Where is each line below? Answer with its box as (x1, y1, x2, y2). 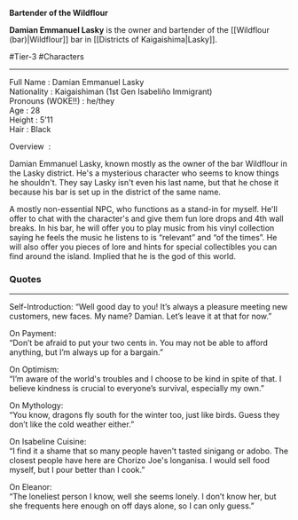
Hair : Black (9, 124, 51, 134)
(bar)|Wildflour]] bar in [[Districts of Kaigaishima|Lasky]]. (9, 35, 217, 44)
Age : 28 (9, 106, 41, 115)
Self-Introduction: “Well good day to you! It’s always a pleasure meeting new (9, 302, 288, 312)
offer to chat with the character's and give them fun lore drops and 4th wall (9, 213, 284, 224)
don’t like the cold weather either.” (9, 419, 135, 429)
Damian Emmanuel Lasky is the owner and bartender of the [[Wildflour (9, 25, 271, 35)
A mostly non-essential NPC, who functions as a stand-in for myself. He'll (9, 204, 278, 214)
